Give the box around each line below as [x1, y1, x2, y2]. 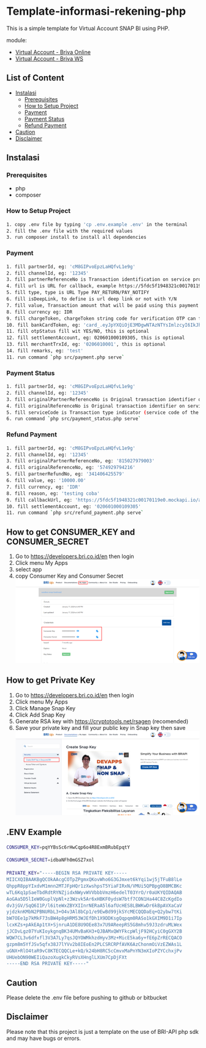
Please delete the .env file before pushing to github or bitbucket [6, 994, 167, 1001]
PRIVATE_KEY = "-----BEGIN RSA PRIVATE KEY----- [6, 870, 128, 876]
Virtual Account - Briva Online [15, 48, 91, 56]
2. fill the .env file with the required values [6, 228, 133, 234]
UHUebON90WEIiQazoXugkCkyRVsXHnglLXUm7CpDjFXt [6, 954, 128, 960]
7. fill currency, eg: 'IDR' [6, 484, 81, 490]
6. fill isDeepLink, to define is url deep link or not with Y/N [6, 296, 177, 302]
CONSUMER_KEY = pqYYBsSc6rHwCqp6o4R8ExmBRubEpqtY [6, 844, 131, 850]
